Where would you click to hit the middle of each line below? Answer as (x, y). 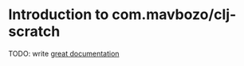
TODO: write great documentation (64, 53)
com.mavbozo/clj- (174, 15)
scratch (34, 31)
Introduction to (59, 15)
